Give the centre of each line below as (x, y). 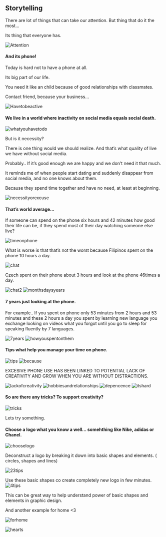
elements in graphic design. (34, 500)
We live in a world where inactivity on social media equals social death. (80, 118)
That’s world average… (30, 209)
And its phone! (21, 57)
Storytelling (24, 8)
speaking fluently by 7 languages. (40, 329)
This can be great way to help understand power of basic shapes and (77, 495)
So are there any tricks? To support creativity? (54, 397)
